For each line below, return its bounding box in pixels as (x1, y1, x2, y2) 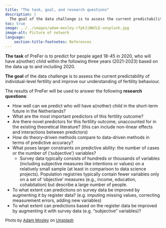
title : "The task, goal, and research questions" (5, 7, 110, 12)
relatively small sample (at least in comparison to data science (19, 166, 147, 172)
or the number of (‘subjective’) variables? (12, 150, 96, 156)
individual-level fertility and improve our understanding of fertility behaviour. (5, 78, 161, 84)
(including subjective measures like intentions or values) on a (19, 160, 144, 166)
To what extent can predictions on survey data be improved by (12, 186, 140, 193)
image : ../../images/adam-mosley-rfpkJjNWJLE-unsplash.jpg (5, 26, 129, 31)
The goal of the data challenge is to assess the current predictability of (5, 73, 150, 79)
